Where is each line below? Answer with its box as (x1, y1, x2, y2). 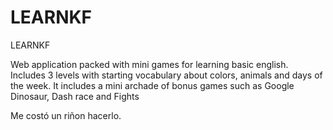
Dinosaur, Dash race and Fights (10, 90, 140, 102)
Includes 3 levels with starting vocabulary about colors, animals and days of (10, 69, 323, 81)
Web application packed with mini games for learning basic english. (10, 58, 289, 70)
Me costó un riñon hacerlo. (10, 109, 122, 121)
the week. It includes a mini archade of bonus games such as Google (10, 79, 295, 91)
